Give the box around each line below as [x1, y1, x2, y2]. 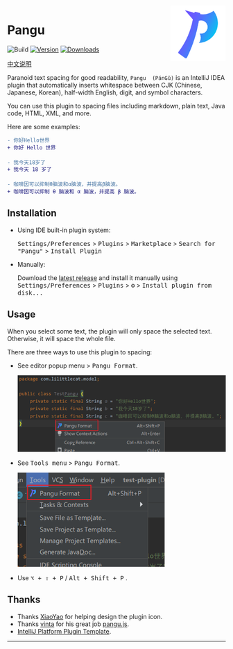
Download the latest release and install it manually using [17, 273, 178, 282]
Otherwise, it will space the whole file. [7, 334, 116, 343]
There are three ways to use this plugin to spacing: [7, 347, 153, 356]
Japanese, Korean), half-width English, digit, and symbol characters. [7, 88, 203, 97]
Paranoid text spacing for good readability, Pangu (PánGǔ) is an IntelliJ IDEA [7, 73, 225, 81]
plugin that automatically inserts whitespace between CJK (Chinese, [7, 81, 202, 89]
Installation [7, 207, 57, 220]
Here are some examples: [7, 122, 81, 131]
